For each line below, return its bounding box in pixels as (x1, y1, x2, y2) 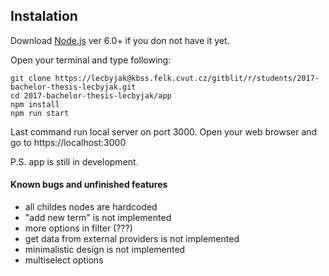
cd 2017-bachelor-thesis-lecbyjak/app (10, 90, 172, 101)
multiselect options (24, 254, 104, 266)
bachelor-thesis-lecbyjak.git (10, 82, 137, 92)
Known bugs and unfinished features (10, 179, 168, 191)
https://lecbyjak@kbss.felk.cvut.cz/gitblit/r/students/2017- (54, 73, 320, 83)
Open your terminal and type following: (10, 54, 172, 66)
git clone (10, 73, 52, 83)
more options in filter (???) (24, 222, 133, 234)
